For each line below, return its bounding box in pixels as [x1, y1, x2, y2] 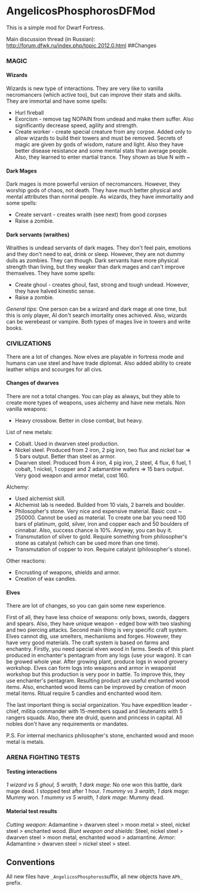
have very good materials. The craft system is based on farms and [6, 639, 170, 646]
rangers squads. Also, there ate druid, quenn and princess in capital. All [6, 714, 182, 721]
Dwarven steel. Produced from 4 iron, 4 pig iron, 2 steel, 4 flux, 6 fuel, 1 [14, 459, 191, 466]
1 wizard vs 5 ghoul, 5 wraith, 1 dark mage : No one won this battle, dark [6, 781, 183, 789]
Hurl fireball [14, 109, 44, 116]
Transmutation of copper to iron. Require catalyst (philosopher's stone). [14, 545, 192, 553]
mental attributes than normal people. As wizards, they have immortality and [6, 193, 194, 201]
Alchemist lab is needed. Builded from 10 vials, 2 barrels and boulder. [14, 501, 185, 508]
